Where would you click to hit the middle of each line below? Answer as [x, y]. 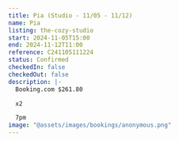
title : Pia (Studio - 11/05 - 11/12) [70, 15]
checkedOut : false [38, 74]
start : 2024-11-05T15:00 [49, 38]
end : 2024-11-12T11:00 [46, 45]
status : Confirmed [38, 60]
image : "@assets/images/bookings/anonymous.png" [90, 125]
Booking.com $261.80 [49, 89]
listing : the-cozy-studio [51, 30]
